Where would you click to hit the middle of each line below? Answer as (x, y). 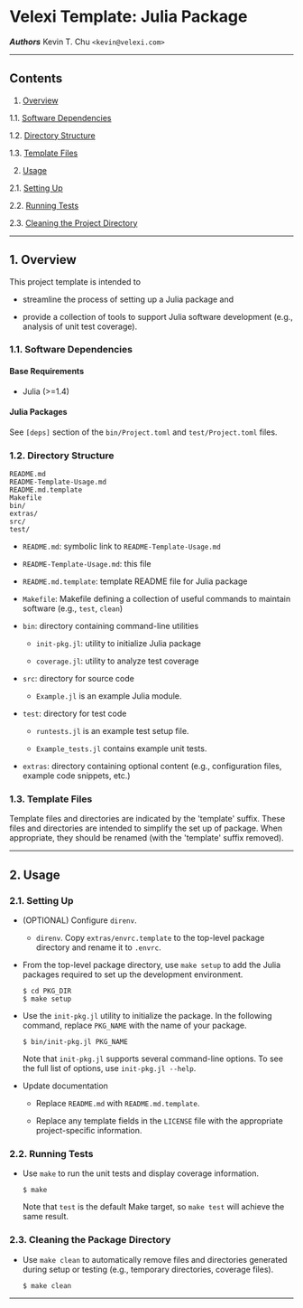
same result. (46, 1217)
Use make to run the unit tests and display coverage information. (141, 1173)
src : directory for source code (78, 679)
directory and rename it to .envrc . (98, 947)
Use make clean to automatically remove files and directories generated (155, 1259)
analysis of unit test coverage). (80, 326)
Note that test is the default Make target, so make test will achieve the (153, 1207)
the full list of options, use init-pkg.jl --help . (109, 1068)
